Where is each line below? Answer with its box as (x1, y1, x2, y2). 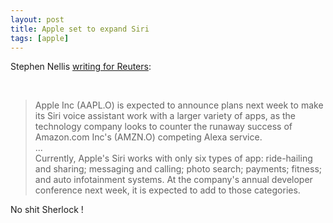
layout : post (10, 14, 65, 25)
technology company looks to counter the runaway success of (34, 121, 293, 133)
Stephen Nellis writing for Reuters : (10, 61, 152, 73)
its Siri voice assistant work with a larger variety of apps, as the (34, 110, 297, 122)
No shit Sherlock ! (10, 204, 84, 216)
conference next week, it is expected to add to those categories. (34, 184, 301, 196)
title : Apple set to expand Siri (10, 24, 150, 34)
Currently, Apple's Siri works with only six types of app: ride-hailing (34, 152, 313, 165)
